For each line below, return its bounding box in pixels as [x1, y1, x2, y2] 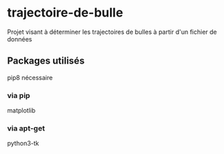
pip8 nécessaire [7, 73, 53, 81]
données [7, 35, 32, 43]
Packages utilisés [7, 55, 85, 67]
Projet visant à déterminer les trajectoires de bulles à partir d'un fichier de [7, 28, 217, 36]
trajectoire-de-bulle [7, 5, 123, 21]
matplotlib [7, 106, 36, 115]
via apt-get [7, 123, 45, 133]
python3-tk [7, 139, 39, 148]
